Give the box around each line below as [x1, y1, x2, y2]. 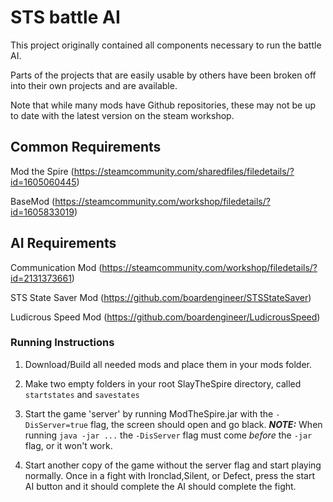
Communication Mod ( [10, 261, 103, 273]
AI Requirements [10, 235, 117, 252]
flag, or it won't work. [24, 439, 113, 451]
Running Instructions [10, 336, 115, 350]
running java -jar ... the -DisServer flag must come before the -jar [24, 429, 313, 441]
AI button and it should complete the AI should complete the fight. [24, 480, 297, 492]
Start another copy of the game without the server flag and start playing [24, 459, 322, 471]
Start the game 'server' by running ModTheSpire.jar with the [24, 407, 274, 420]
